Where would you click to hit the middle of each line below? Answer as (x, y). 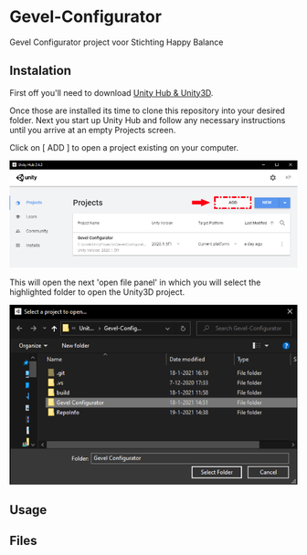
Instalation (40, 71)
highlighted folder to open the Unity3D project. (97, 292)
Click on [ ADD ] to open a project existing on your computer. (124, 147)
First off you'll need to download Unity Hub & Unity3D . (111, 92)
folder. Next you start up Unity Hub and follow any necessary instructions (148, 120)
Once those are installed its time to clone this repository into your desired (148, 110)
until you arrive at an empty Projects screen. (93, 130)
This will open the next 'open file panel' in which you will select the (135, 282)
